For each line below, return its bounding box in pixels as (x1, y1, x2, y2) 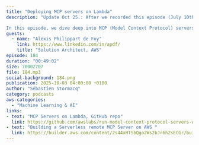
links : (6, 108, 23, 114)
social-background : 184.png (6, 75, 76, 81)
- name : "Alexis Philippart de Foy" (11, 36, 102, 42)
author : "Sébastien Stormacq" (6, 86, 81, 92)
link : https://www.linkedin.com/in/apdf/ (17, 42, 120, 48)
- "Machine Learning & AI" (11, 102, 78, 108)
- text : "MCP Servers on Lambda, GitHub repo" (6, 114, 123, 119)
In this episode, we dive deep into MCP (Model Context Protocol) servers (6, 25, 195, 31)
